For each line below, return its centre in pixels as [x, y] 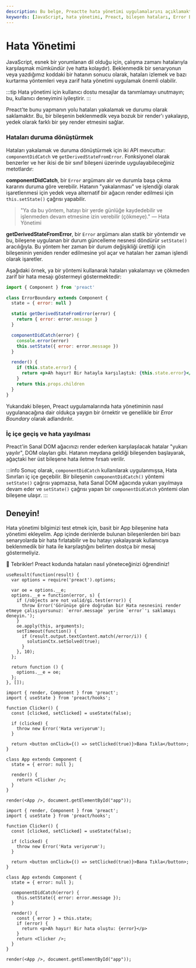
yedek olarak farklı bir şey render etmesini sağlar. [65, 122]
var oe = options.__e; [39, 590]
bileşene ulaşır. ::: [27, 495]
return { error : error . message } [57, 319]
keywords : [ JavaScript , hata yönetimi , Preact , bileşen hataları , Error [96, 17]
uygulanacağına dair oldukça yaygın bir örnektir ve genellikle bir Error [90, 412]
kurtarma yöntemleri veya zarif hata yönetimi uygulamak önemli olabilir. [92, 81]
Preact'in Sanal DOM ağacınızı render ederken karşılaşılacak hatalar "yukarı [97, 446]
